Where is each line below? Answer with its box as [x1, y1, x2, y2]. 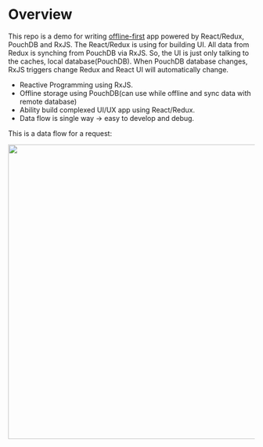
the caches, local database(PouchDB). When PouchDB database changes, [8, 57, 248, 66]
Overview [8, 5, 73, 24]
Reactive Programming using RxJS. [19, 80, 133, 90]
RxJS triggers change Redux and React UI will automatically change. [8, 64, 229, 74]
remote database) [19, 97, 77, 106]
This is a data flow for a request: [8, 128, 112, 138]
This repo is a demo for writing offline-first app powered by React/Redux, [8, 31, 244, 41]
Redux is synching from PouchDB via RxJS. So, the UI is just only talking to [8, 48, 249, 57]
